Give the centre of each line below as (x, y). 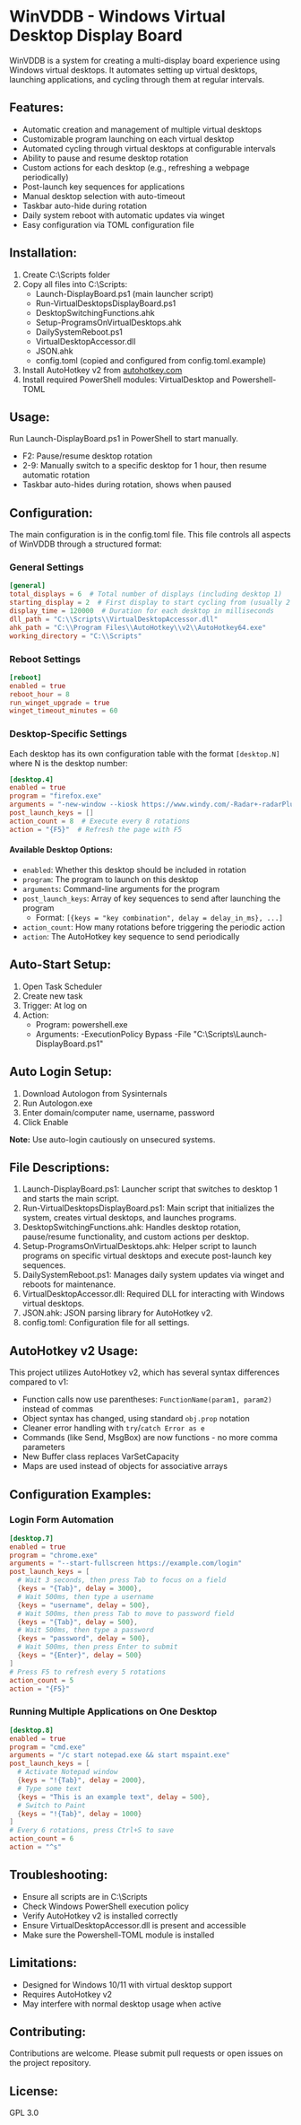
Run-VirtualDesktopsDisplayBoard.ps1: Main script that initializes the (148, 1208)
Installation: (43, 253)
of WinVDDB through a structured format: (86, 544)
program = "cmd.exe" (48, 1747)
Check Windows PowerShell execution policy (106, 1906)
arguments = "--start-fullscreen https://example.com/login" (126, 1563)
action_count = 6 (42, 1839)
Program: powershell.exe (82, 1024)
